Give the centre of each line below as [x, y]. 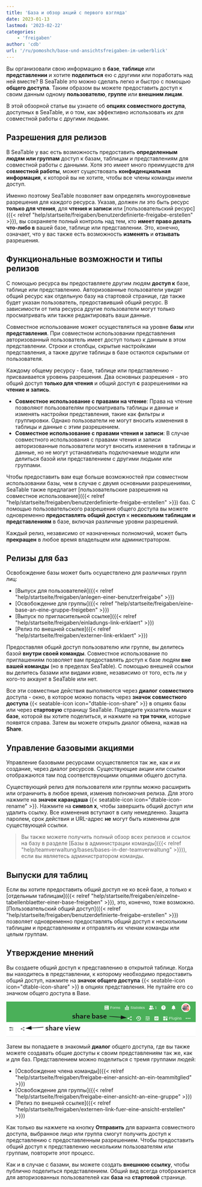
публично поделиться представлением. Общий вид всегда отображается [101, 1171]
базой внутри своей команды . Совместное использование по [87, 654]
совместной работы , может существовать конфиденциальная [89, 171]
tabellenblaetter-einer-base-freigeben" [55, 902]
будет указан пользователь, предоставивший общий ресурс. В [87, 302]
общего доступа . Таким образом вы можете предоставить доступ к [94, 88]
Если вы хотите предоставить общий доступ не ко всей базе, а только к [99, 889]
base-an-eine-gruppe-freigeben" [56, 610]
